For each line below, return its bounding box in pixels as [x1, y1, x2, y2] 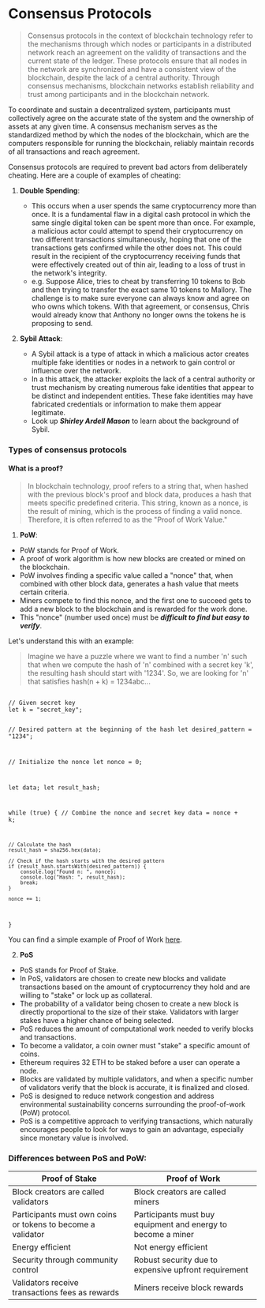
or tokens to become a [12, 1219, 95, 1230]
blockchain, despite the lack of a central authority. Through [27, 73, 220, 82]
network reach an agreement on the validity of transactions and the [27, 47, 247, 57]
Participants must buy [133, 1209, 215, 1220]
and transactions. [19, 1032, 77, 1042]
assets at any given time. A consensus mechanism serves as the [8, 122, 218, 131]
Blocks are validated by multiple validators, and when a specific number [19, 1074, 254, 1084]
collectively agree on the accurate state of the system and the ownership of [8, 113, 254, 122]
